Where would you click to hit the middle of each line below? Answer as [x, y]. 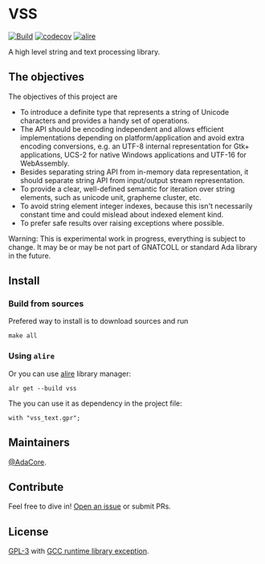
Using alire [31, 356]
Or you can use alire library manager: [69, 374]
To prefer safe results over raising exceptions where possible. [122, 223]
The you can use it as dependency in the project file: [95, 403]
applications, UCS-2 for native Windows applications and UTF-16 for [133, 154]
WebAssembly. [45, 163]
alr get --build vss [43, 388]
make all [23, 336]
